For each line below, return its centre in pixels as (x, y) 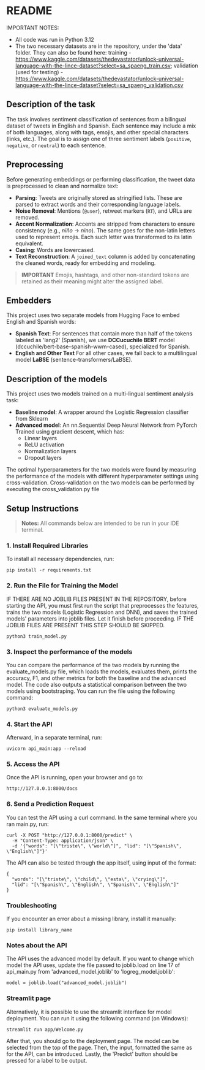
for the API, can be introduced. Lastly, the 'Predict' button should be (92, 1054)
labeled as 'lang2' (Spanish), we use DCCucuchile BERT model (95, 340)
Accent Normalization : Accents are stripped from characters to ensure (105, 224)
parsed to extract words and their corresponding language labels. (98, 204)
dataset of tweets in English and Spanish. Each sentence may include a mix (101, 126)
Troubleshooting (32, 905)
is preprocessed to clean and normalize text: (62, 186)
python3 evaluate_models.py (42, 709)
